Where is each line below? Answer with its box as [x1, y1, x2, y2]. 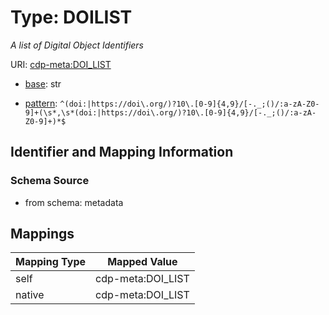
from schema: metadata [24, 196, 124, 208]
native [15, 288, 45, 302]
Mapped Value [107, 255, 178, 269]
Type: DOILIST [10, 6, 133, 29]
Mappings [10, 226, 75, 243]
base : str [24, 77, 62, 90]
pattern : [24, 97, 58, 109]
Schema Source [10, 174, 90, 188]
